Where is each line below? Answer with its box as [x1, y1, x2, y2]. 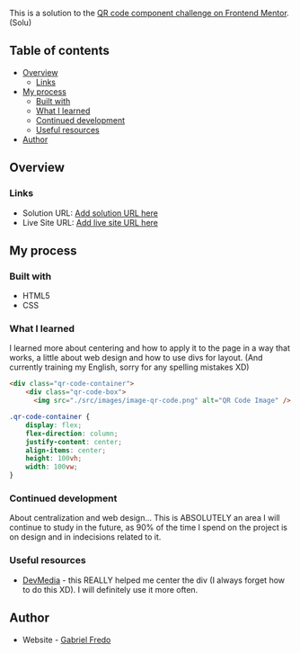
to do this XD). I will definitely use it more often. [22, 584, 199, 595]
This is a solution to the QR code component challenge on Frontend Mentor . [9, 8, 289, 18]
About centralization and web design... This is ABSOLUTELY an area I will [9, 513, 280, 523]
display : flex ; [25, 420, 83, 430]
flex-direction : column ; [25, 429, 119, 438]
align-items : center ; [25, 445, 106, 455]
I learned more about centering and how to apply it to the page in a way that [9, 343, 290, 353]
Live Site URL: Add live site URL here [22, 217, 159, 228]
